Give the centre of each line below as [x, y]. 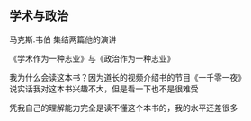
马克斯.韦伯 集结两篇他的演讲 [63, 39]
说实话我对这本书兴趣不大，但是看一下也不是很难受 [104, 89]
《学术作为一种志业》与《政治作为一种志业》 [92, 58]
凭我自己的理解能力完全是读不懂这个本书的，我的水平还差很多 [124, 108]
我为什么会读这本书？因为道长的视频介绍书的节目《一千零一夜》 [127, 77]
